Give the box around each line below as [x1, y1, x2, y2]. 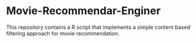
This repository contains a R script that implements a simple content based [6, 24, 191, 31]
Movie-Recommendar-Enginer [6, 4, 161, 18]
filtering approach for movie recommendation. [6, 29, 120, 37]
